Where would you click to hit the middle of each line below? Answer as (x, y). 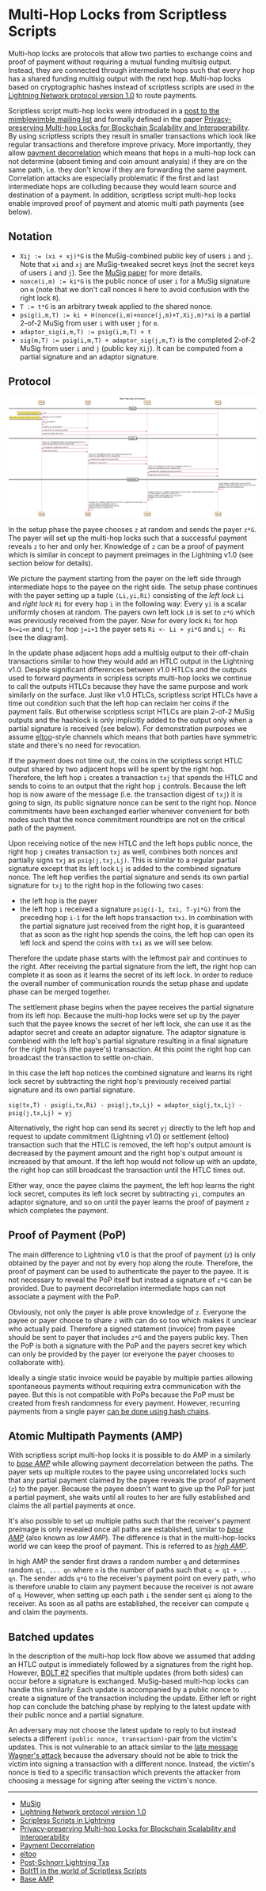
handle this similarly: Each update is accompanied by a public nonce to (124, 1690)
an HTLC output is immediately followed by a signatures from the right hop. (131, 1665)
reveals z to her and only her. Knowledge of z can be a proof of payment (126, 546)
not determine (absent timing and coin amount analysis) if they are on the (128, 161)
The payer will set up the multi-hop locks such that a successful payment (128, 538)
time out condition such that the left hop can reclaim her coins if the (119, 703)
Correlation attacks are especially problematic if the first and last (114, 178)
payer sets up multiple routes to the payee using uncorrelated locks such (127, 1472)
